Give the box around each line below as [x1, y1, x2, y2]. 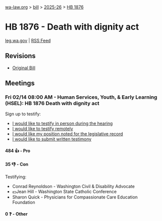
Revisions [5, 52, 36, 60]
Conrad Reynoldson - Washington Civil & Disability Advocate [12, 184, 135, 190]
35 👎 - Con [5, 161, 28, 167]
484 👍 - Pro [5, 148, 30, 154]
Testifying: [5, 174, 27, 180]
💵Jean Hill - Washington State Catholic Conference [12, 189, 117, 194]
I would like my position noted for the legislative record [12, 131, 123, 137]
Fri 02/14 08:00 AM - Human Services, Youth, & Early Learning [5, 94, 158, 101]
